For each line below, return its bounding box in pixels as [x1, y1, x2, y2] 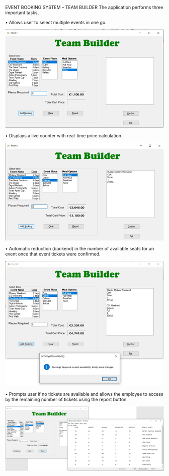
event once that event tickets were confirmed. [5, 251, 101, 257]
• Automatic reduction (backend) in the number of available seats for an [5, 245, 154, 251]
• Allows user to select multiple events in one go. [5, 20, 107, 25]
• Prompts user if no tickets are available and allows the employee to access [5, 391, 163, 397]
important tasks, [5, 10, 39, 16]
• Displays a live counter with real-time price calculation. [5, 132, 123, 138]
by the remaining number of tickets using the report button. [5, 396, 128, 402]
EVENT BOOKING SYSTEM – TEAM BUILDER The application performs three [5, 5, 163, 10]
